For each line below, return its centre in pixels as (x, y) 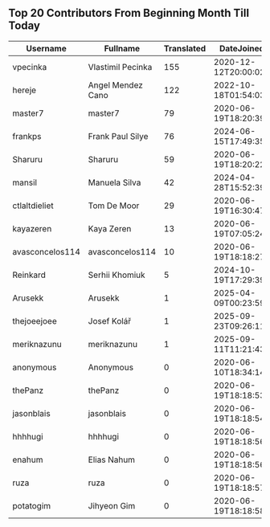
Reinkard (29, 275)
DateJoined (242, 48)
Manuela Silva (115, 182)
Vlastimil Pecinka (120, 67)
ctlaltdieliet (33, 206)
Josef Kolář (110, 321)
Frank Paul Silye (118, 136)
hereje (25, 90)
